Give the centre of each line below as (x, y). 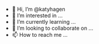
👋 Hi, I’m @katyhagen (39, 9)
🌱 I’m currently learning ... (44, 22)
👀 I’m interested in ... (37, 15)
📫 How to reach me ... (40, 35)
